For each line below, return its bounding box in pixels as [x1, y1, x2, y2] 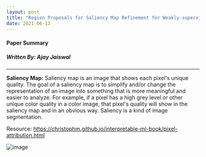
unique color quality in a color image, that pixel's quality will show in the [6, 100, 188, 108]
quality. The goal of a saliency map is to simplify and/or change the [6, 81, 176, 88]
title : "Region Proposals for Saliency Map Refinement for [6, 15, 161, 21]
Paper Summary [6, 39, 49, 46]
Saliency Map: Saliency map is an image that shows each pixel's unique [6, 74, 189, 81]
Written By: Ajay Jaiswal [6, 53, 71, 60]
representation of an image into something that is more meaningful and [6, 87, 186, 95]
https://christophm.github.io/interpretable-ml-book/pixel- [33, 125, 178, 132]
